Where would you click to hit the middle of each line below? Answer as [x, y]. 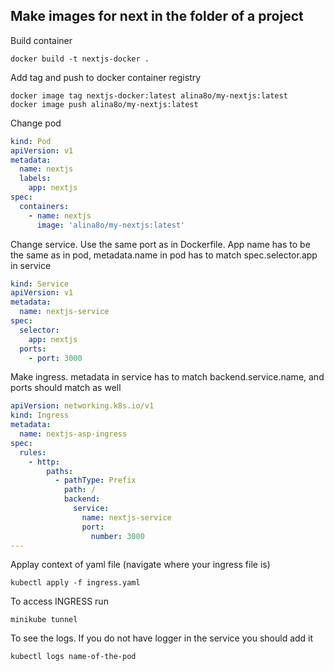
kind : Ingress [40, 415]
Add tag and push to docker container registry [106, 77]
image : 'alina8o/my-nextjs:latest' [111, 225]
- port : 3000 [55, 358]
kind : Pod [31, 141]
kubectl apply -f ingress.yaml [75, 583]
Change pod [36, 123]
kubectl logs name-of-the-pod [73, 657]
